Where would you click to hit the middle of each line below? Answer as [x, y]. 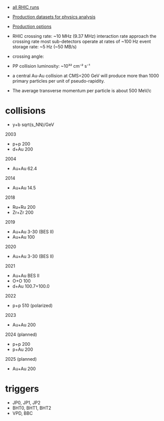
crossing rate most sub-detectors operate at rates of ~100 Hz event [82, 41]
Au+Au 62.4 [25, 168]
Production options [32, 26]
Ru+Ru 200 [24, 207]
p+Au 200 [23, 349]
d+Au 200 [23, 149]
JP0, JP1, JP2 [26, 403]
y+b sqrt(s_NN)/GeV [33, 125]
